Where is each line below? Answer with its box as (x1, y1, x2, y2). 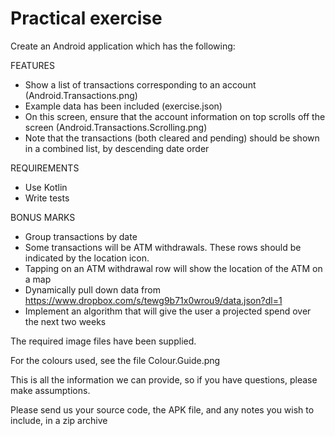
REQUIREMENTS (10, 162, 80, 174)
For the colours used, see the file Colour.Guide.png (10, 354, 221, 366)
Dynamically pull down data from (24, 283, 161, 296)
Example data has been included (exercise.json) (24, 100, 223, 112)
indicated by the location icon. (24, 252, 150, 264)
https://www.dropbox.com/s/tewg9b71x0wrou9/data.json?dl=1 (24, 294, 283, 306)
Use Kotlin (24, 181, 68, 193)
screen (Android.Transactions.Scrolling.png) (24, 121, 208, 133)
